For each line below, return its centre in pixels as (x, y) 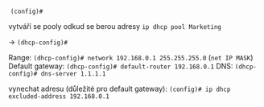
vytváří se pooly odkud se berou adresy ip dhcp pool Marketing (115, 26)
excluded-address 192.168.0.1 (59, 97)
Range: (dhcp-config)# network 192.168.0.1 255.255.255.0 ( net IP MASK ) (131, 58)
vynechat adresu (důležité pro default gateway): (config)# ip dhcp (120, 88)
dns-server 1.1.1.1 (73, 74)
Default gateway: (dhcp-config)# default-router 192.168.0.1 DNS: (121, 66)
